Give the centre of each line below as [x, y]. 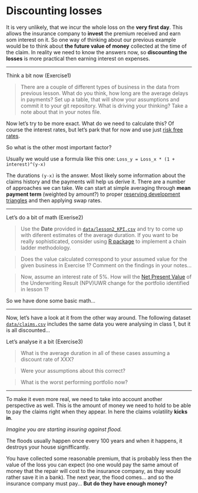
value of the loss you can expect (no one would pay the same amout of [92, 465]
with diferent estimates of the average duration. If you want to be [99, 235]
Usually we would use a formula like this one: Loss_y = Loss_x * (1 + [90, 159]
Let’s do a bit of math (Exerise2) [45, 217]
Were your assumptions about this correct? [73, 370]
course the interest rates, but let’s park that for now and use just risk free [95, 129]
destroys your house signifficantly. [48, 447]
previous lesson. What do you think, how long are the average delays [104, 93]
